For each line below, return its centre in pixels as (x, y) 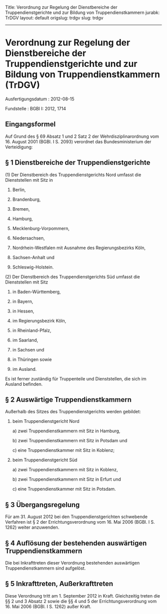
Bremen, (21, 209)
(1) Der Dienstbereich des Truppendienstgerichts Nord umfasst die (73, 175)
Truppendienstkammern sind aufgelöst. (45, 568)
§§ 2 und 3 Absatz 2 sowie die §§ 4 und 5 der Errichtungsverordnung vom (81, 601)
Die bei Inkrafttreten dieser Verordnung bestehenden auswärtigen (73, 563)
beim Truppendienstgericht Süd (45, 460)
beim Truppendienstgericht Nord (46, 421)
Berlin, (19, 190)
